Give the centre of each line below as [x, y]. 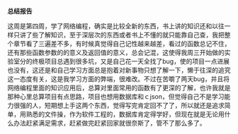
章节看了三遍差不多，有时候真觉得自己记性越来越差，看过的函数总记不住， [122, 44]
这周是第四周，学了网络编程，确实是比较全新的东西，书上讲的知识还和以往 [116, 26]
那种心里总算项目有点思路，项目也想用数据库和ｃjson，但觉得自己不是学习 [116, 97]
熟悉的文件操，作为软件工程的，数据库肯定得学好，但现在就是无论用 [125, 114]
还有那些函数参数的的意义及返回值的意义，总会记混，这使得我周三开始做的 [116, 53]
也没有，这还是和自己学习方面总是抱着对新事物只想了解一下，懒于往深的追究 [119, 70]
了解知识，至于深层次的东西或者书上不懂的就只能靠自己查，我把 [131, 35]
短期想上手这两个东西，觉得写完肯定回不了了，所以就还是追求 [134, 105]
